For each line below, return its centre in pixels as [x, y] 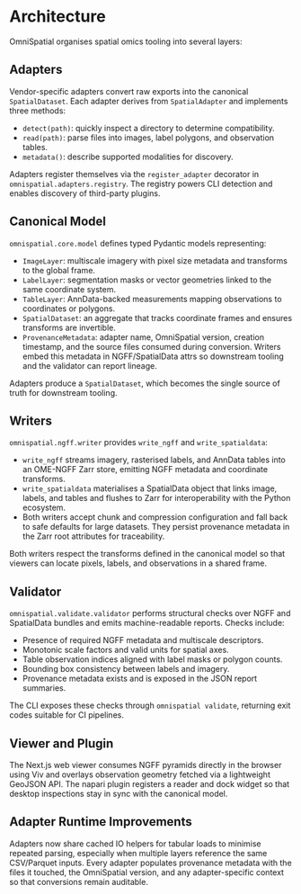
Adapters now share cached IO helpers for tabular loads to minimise [136, 844]
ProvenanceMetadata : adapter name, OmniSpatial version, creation [143, 337]
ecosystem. [44, 508]
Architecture [58, 17]
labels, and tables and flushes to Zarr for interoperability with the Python [156, 498]
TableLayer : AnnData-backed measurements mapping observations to [152, 299]
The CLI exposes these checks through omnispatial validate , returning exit [150, 706]
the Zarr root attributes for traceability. [93, 536]
